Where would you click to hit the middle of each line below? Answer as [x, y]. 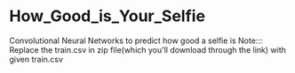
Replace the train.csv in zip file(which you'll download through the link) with [147, 49]
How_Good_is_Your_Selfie [108, 16]
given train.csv [36, 59]
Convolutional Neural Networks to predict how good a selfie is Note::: [136, 40]
